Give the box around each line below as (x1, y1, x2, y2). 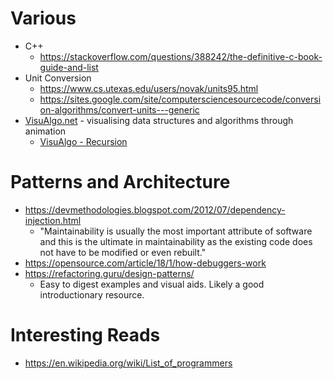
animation (24, 125, 67, 137)
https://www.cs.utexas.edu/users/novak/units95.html (39, 82, 259, 94)
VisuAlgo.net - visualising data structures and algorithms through (24, 114, 294, 126)
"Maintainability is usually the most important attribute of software (39, 225, 313, 237)
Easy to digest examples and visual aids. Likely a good (39, 278, 265, 290)
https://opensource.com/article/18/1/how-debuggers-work (24, 257, 267, 269)
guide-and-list (39, 61, 99, 73)
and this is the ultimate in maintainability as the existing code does (39, 235, 313, 247)
